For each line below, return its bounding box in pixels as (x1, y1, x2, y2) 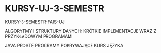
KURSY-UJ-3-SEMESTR (5, 3, 104, 14)
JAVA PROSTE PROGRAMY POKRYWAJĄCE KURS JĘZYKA (5, 42, 124, 48)
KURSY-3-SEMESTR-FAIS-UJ (5, 19, 65, 25)
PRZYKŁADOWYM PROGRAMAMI (5, 33, 73, 39)
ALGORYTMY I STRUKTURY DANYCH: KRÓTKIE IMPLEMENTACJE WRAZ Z (5, 28, 157, 34)
